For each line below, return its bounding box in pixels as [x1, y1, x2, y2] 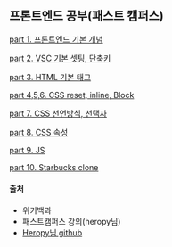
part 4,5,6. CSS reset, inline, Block [9, 89, 135, 100]
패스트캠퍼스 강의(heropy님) [21, 217, 121, 227]
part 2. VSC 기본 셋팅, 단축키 [9, 53, 111, 63]
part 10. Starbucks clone [9, 161, 99, 172]
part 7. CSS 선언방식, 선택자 [9, 108, 107, 119]
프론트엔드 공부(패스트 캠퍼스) [9, 8, 164, 24]
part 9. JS [9, 144, 45, 155]
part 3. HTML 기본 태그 [9, 71, 92, 82]
